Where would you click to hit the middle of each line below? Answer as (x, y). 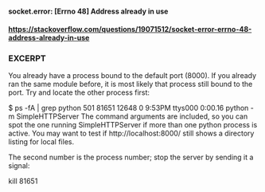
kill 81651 (23, 181)
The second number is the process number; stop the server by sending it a (131, 157)
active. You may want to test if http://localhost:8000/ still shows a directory (131, 133)
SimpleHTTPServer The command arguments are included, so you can (132, 116)
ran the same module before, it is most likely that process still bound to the (131, 84)
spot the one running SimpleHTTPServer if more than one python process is (133, 125)
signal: (19, 166)
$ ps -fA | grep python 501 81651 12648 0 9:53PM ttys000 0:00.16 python (129, 108)
